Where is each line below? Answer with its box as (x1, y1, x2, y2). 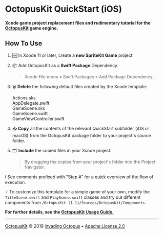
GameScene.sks (12, 105, 45, 111)
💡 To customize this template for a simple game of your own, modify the (5, 188, 150, 194)
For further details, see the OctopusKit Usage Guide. (5, 209, 114, 215)
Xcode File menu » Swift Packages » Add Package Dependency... (24, 73, 156, 79)
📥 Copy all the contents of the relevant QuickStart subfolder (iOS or (12, 125, 150, 131)
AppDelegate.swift (12, 100, 50, 106)
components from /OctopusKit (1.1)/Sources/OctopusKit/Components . (5, 199, 146, 205)
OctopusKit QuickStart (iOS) (5, 3, 122, 15)
